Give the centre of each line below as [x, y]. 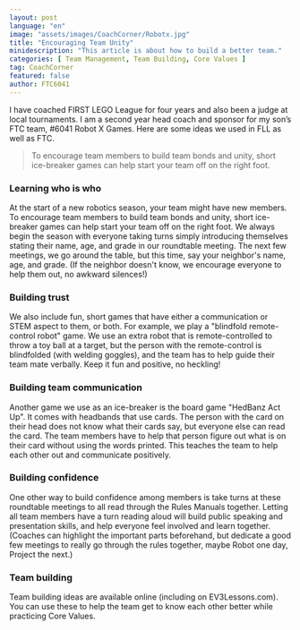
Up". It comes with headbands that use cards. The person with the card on [147, 416]
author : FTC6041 [39, 84]
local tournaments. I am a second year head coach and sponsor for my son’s [150, 119]
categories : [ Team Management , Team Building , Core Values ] [128, 59]
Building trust [39, 297]
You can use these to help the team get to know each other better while [141, 607]
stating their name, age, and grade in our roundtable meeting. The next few [148, 245]
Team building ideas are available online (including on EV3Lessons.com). [144, 597]
